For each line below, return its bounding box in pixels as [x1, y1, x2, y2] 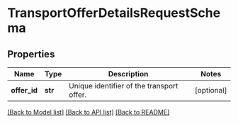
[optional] [194, 86, 227, 95]
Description [108, 69, 149, 78]
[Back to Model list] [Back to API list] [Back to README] [7, 108, 170, 116]
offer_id [11, 86, 38, 95]
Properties [7, 48, 55, 60]
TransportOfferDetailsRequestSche [7, 5, 221, 21]
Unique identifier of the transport [68, 81, 178, 90]
